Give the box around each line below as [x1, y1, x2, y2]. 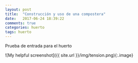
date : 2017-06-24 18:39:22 [5, 16, 64, 21]
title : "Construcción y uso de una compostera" [5, 12, 106, 16]
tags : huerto [5, 30, 32, 34]
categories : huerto [5, 25, 45, 30]
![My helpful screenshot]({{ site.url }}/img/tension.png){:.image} [5, 52, 134, 58]
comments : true [5, 20, 36, 26]
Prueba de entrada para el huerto [5, 43, 72, 48]
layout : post [5, 7, 32, 12]
